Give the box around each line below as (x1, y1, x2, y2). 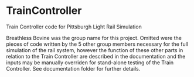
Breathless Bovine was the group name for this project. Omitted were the (6, 34, 182, 41)
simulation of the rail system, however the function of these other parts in (6, 46, 183, 53)
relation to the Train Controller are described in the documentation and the (6, 53, 186, 60)
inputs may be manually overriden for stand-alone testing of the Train (6, 59, 174, 66)
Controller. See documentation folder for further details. (6, 65, 141, 72)
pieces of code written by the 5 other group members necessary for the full (6, 41, 189, 47)
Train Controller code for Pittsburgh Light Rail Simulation (6, 23, 142, 30)
